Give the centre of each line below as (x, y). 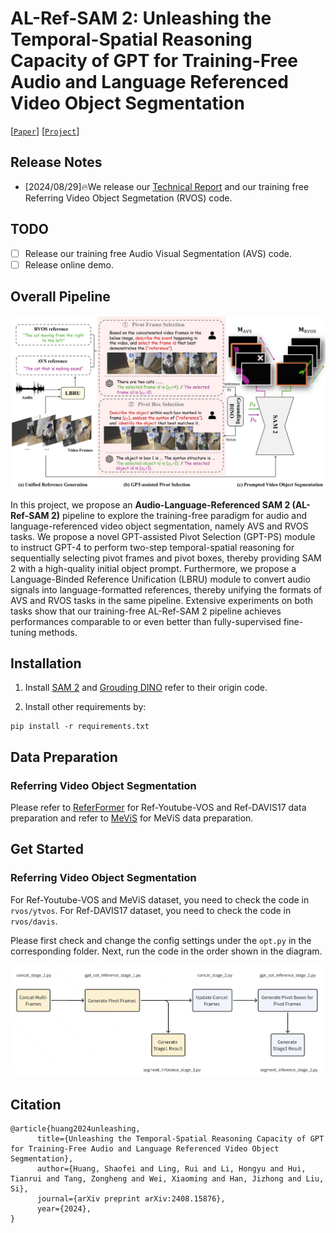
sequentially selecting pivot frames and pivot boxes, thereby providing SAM (166, 558)
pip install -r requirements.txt (80, 727)
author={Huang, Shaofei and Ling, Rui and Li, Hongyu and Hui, (171, 1168)
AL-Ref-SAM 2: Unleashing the (141, 18)
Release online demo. (69, 264)
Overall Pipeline (60, 297)
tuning (23, 632)
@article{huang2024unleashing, (75, 1128)
